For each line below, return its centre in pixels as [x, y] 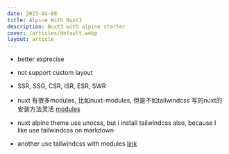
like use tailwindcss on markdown [66, 130]
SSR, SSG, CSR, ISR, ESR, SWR [61, 86]
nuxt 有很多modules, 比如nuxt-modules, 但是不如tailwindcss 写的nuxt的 [120, 101]
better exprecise [41, 59]
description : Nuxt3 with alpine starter [67, 26]
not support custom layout [55, 73]
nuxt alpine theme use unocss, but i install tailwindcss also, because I [117, 123]
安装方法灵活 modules [49, 109]
